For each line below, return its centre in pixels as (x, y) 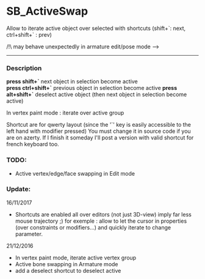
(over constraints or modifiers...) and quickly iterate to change (93, 227)
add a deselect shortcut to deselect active (68, 270)
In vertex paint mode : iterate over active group (65, 113)
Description (24, 68)
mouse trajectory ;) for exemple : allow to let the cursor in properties (101, 221)
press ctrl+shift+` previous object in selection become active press (92, 88)
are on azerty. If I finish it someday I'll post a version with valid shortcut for (100, 138)
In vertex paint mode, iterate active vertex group (76, 258)
